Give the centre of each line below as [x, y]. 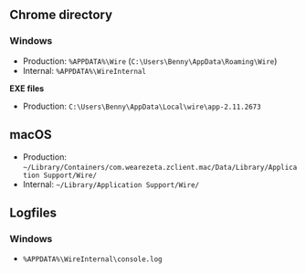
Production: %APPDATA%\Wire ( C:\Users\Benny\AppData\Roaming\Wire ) [150, 61]
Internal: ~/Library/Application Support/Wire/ [111, 184]
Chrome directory [61, 15]
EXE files [27, 88]
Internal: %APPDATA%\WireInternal [84, 70]
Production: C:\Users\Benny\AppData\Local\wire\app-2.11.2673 [142, 106]
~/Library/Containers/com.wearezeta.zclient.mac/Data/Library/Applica [160, 167]
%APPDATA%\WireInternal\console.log [92, 259]
